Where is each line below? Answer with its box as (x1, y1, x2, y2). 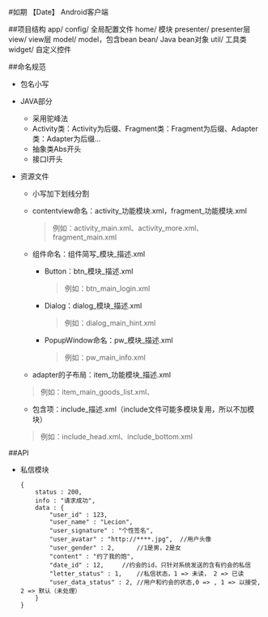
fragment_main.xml (52, 232, 117, 242)
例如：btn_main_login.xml (64, 283, 151, 293)
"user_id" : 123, (49, 511, 108, 519)
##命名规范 (8, 62, 46, 71)
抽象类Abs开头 (32, 145, 82, 153)
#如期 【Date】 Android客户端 (8, 7, 109, 16)
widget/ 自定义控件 (8, 45, 71, 54)
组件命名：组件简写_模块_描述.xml (32, 249, 146, 258)
